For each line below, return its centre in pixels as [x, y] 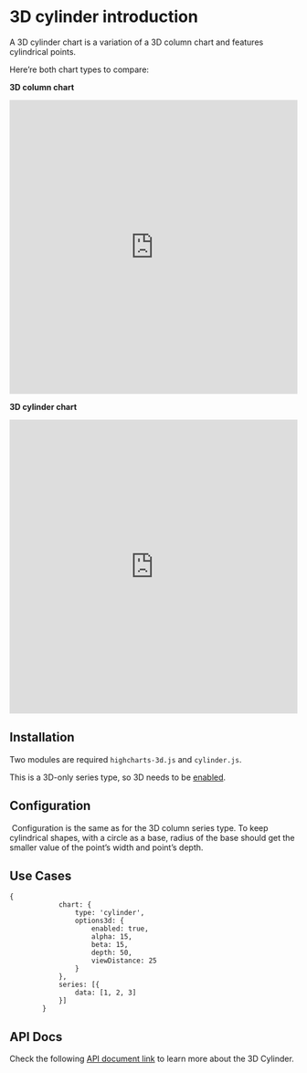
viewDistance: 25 [124, 961]
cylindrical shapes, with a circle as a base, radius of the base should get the [152, 837]
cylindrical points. [42, 51]
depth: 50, [111, 953]
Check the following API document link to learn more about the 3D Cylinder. [152, 1059]
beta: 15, [110, 945]
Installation [42, 737]
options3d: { [100, 921]
